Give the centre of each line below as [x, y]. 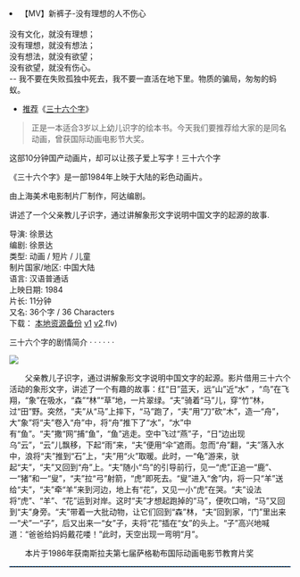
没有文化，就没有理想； [52, 34]
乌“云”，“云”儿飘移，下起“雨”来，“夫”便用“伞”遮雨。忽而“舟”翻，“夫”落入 [143, 445]
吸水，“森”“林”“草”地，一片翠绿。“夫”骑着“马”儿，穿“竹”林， [158, 400]
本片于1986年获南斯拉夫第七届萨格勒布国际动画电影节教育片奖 [139, 553]
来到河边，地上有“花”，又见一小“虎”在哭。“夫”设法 [169, 489]
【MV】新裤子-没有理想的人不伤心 [83, 13]
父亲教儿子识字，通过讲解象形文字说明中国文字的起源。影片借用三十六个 [158, 378]
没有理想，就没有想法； [52, 45]
